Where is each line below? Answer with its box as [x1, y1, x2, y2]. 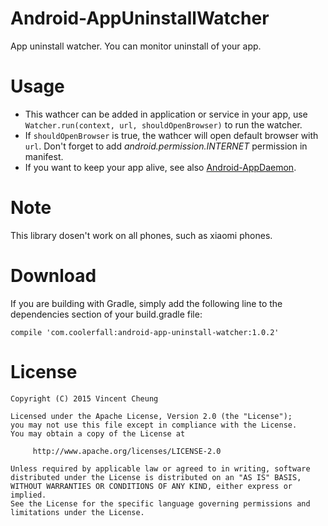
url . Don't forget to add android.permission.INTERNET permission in [24, 140, 308, 152]
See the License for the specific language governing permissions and [10, 498, 311, 509]
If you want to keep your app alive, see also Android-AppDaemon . [24, 161, 297, 173]
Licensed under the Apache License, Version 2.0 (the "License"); [10, 411, 293, 421]
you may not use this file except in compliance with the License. [10, 420, 298, 430]
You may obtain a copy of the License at [10, 428, 186, 439]
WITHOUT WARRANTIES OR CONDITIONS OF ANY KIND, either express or [10, 481, 293, 491]
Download [10, 265, 97, 287]
